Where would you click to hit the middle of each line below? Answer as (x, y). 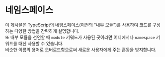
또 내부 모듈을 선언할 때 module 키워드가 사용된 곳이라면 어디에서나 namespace (80, 37)
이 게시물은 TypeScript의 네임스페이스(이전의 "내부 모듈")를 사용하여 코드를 (78, 25)
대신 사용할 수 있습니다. (41, 43)
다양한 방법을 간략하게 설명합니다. (47, 31)
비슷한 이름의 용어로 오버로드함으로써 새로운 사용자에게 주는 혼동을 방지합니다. (81, 50)
